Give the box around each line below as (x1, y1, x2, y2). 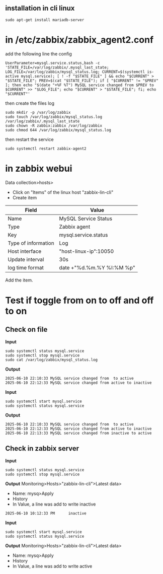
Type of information (8, 239, 54, 246)
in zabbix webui (5, 163, 72, 174)
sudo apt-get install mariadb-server (5, 17, 85, 22)
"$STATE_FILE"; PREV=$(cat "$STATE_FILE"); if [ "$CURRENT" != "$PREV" (5, 78, 158, 83)
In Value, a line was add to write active (12, 563, 93, 569)
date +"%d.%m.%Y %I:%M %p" (59, 264, 135, 271)
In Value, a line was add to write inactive (12, 501, 96, 507)
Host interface (8, 248, 42, 255)
